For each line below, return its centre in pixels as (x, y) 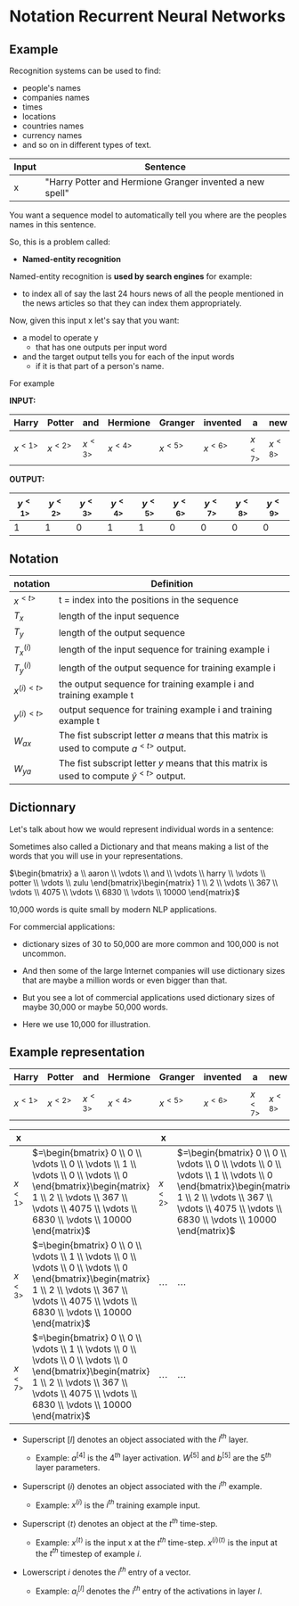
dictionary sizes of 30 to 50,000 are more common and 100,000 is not (150, 943)
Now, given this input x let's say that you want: (94, 320)
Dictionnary (43, 807)
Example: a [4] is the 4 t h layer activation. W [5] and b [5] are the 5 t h (153, 1457)
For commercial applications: (62, 927)
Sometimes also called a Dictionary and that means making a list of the (139, 846)
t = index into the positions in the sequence (148, 600)
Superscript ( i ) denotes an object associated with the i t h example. (142, 1485)
